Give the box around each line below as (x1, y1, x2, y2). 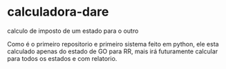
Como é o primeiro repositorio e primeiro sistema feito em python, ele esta (7, 40, 219, 48)
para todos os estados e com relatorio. (7, 54, 117, 62)
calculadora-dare (7, 4, 109, 20)
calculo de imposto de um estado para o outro (7, 27, 139, 35)
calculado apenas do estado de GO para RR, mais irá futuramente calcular (7, 47, 218, 55)
